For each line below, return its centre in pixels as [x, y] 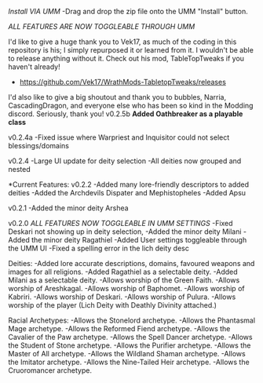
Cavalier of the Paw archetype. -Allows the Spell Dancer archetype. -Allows [130, 337]
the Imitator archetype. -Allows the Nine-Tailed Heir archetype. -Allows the [129, 362]
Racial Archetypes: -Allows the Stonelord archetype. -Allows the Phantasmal [132, 320]
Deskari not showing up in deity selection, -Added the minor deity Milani [125, 232]
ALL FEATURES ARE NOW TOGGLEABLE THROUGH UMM [102, 26]
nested [20, 169]
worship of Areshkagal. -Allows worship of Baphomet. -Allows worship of [126, 288]
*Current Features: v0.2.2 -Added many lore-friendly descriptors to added [129, 184]
